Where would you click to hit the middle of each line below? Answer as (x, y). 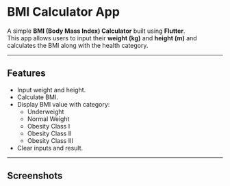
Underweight (46, 111)
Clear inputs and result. (50, 148)
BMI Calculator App (63, 12)
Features (26, 74)
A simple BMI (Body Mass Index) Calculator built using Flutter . (96, 31)
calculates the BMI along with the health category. (78, 45)
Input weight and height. (51, 90)
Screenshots (35, 176)
